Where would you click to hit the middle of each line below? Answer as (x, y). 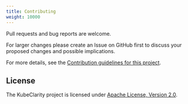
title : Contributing (31, 11)
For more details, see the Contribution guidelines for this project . (84, 63)
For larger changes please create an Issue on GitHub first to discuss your (94, 45)
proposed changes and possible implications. (61, 51)
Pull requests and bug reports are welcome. (59, 33)
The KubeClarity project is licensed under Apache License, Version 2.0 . (92, 95)
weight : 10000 (23, 17)
